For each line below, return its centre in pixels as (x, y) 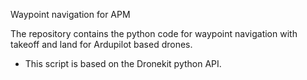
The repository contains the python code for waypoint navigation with (154, 33)
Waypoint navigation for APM (70, 14)
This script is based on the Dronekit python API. (123, 63)
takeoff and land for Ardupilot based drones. (101, 44)
